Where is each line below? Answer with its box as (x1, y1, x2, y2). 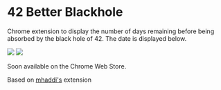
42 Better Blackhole (7, 4, 123, 20)
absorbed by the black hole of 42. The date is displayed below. (7, 34, 187, 42)
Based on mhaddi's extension (7, 75, 92, 84)
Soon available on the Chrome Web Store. (7, 62, 127, 70)
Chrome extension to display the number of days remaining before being (7, 27, 215, 35)
